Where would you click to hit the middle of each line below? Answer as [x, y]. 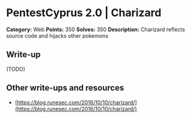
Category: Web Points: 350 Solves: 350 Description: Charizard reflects [96, 29]
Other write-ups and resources [65, 88]
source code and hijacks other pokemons [57, 35]
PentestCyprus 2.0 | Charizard [84, 13]
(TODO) [16, 69]
